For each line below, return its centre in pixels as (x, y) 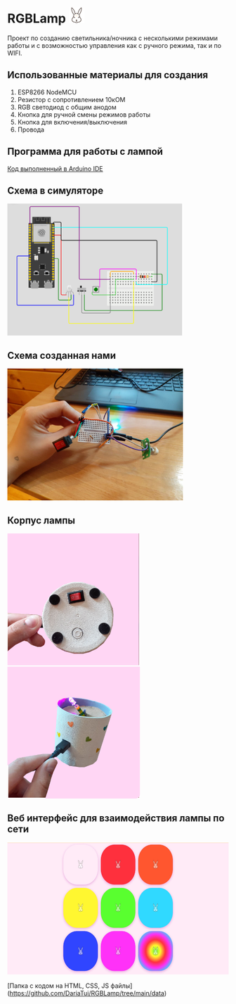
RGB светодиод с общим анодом (67, 107)
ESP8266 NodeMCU (47, 92)
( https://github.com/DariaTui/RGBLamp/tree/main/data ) (87, 993)
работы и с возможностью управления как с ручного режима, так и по (114, 45)
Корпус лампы (41, 520)
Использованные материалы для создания (108, 75)
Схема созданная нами (61, 355)
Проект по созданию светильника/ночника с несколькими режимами (113, 38)
